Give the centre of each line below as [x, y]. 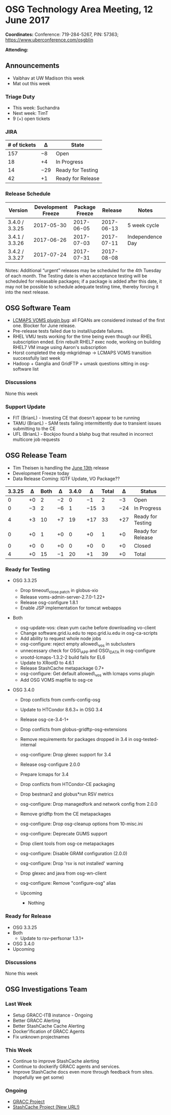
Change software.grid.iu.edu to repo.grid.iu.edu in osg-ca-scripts [89, 633]
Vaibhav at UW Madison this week [49, 78]
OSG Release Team [36, 455]
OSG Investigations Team [46, 989]
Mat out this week [31, 83]
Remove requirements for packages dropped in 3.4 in [76, 739]
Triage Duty [20, 96]
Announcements [32, 66]
